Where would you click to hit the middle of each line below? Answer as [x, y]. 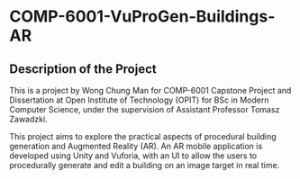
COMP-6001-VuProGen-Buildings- [142, 17]
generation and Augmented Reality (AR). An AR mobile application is [136, 146]
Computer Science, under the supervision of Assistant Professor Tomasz [145, 109]
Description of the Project [83, 69]
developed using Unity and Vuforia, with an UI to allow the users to [133, 156]
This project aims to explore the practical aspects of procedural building [143, 136]
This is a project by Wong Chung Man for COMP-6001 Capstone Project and [150, 90]
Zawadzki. [28, 119]
